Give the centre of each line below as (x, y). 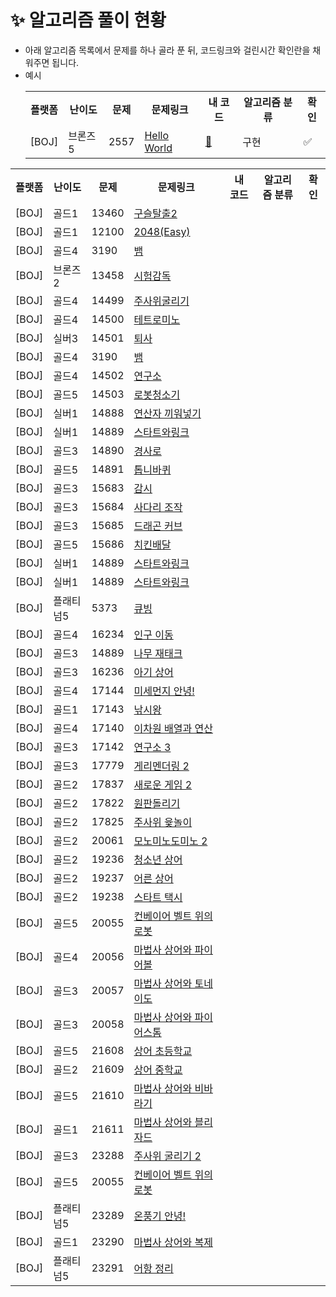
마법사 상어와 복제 (173, 1242)
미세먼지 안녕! (164, 691)
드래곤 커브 (158, 526)
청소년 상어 (158, 859)
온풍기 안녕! (160, 1216)
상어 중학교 (158, 1069)
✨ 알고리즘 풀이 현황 (88, 20)
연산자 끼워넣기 (167, 413)
